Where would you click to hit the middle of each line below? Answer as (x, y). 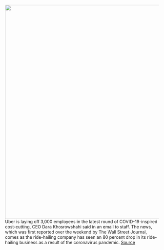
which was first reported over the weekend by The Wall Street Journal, (76, 232)
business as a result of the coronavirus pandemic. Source (77, 242)
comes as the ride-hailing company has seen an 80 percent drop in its (76, 237)
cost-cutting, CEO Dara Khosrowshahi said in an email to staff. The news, (79, 227)
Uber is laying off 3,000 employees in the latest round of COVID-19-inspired (81, 222)
